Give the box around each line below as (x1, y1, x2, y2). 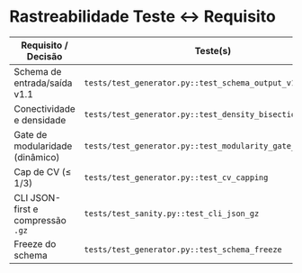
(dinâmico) (13, 150, 60, 163)
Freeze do (13, 237, 57, 250)
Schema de (13, 65, 62, 77)
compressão (13, 214, 67, 226)
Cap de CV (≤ (13, 165, 72, 177)
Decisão (26, 50, 63, 62)
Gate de (13, 128, 48, 141)
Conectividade (13, 102, 76, 114)
